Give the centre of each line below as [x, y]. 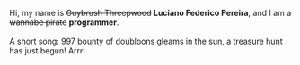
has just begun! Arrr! [47, 51]
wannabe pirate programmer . [64, 22]
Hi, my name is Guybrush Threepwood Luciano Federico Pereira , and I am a [150, 13]
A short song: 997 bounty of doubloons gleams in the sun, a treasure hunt [146, 41]
